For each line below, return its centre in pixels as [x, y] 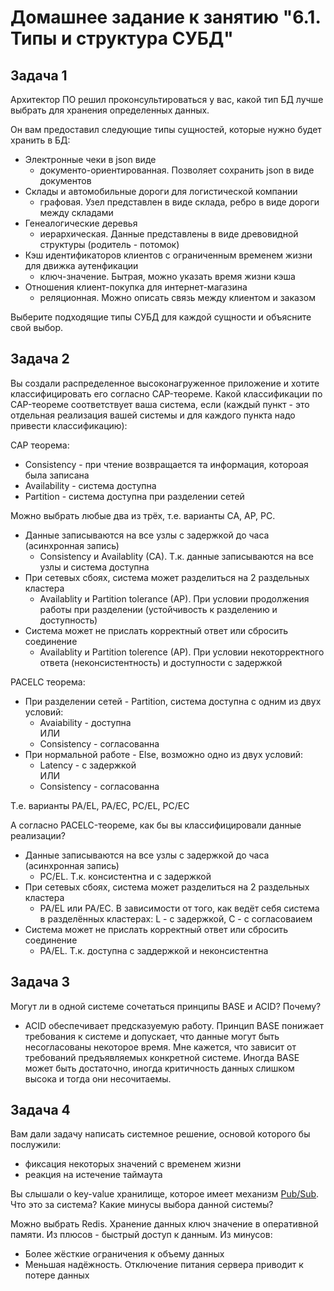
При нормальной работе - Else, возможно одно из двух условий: [164, 754]
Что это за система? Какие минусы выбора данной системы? [142, 1205]
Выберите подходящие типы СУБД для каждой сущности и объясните [161, 317]
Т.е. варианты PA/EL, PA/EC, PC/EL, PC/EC [100, 805]
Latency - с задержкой [88, 765]
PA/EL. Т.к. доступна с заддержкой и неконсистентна [154, 950]
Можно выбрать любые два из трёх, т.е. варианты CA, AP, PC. [143, 515]
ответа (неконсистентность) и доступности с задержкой [161, 662]
